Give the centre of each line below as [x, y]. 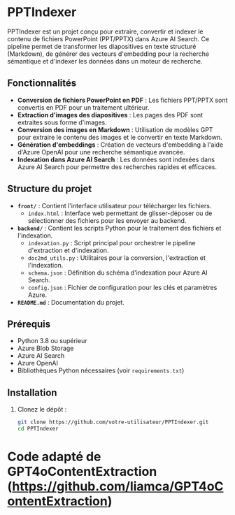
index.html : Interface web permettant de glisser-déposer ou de [120, 213]
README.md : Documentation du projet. [71, 302]
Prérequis [29, 324]
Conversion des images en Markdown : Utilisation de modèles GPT [115, 129]
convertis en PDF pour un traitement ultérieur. [83, 107]
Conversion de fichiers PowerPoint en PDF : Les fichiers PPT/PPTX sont [122, 100]
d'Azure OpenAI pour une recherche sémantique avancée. [101, 152]
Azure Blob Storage [45, 348]
